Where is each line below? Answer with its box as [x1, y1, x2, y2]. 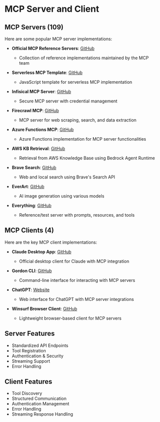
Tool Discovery [11, 391, 42, 397]
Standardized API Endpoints [11, 342, 69, 348]
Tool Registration [11, 348, 46, 353]
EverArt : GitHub [11, 184, 45, 189]
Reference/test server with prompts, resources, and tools [19, 212, 135, 218]
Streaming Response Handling [11, 411, 73, 417]
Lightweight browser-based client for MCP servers [19, 315, 122, 321]
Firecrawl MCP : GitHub [11, 108, 59, 113]
